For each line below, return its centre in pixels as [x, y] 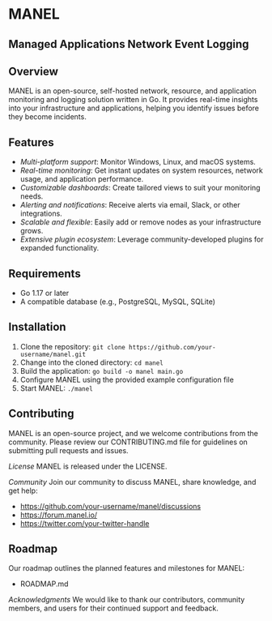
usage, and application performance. [82, 179]
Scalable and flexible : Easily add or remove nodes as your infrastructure [140, 222]
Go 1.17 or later [45, 293]
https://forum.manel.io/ [59, 515]
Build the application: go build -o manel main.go [102, 370]
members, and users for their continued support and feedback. [113, 608]
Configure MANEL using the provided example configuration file [127, 379]
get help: [23, 490]
